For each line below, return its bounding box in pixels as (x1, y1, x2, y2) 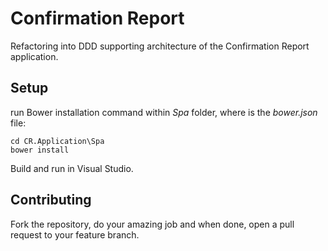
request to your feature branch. (10, 228, 140, 241)
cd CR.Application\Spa (10, 136, 105, 146)
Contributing (10, 192, 92, 209)
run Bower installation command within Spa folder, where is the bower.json (10, 106, 318, 118)
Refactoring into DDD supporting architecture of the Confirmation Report (10, 40, 310, 52)
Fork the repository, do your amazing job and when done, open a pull (10, 218, 295, 230)
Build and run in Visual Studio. (10, 162, 134, 174)
